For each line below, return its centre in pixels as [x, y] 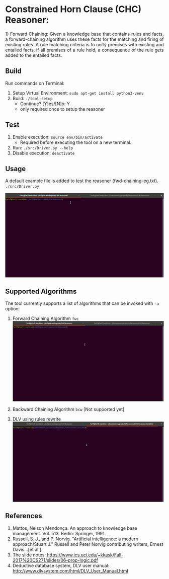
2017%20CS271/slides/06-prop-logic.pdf [55, 560]
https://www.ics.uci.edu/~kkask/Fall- [85, 555]
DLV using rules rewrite [37, 419]
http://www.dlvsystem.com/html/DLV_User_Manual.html [70, 571]
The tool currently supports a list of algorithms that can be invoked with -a [82, 303]
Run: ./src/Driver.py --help [43, 147]
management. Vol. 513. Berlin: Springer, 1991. [59, 533]
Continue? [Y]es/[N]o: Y [45, 104]
